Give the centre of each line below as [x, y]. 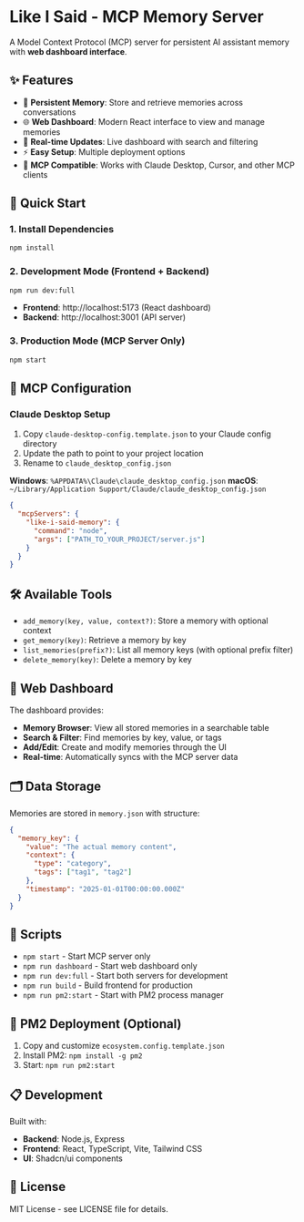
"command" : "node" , [70, 530]
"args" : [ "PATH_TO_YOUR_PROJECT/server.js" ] [119, 539]
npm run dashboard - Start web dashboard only [110, 966]
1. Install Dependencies [62, 230]
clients [35, 174]
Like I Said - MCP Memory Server [137, 17]
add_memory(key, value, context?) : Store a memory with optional [145, 621]
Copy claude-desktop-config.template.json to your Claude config [147, 434]
